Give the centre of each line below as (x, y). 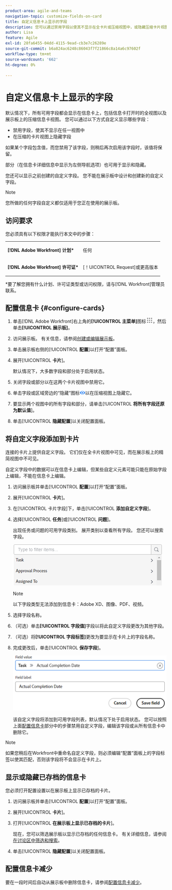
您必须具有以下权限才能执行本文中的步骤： (50, 234)
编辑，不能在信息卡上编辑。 (39, 476)
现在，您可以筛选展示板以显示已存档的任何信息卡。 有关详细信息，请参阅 (90, 834)
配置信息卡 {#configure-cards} (55, 308)
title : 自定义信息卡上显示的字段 (36, 22)
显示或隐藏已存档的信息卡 (46, 777)
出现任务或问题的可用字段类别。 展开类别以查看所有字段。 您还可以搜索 (88, 531)
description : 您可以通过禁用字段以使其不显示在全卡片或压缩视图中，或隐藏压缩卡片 (83, 27)
